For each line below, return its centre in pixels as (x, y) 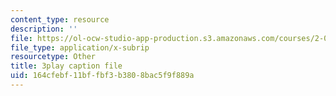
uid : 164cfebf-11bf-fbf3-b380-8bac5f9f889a (102, 76)
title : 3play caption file (66, 66)
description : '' (44, 29)
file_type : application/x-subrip (80, 47)
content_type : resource (60, 19)
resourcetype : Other (53, 57)
